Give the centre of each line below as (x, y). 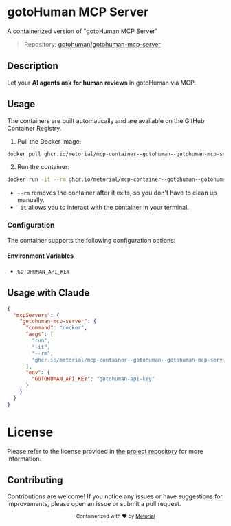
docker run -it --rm (37, 179)
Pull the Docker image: (49, 141)
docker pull (24, 154)
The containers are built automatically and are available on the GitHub (106, 120)
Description (33, 66)
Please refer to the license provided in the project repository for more (105, 451)
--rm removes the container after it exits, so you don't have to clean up (117, 193)
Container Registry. (34, 128)
